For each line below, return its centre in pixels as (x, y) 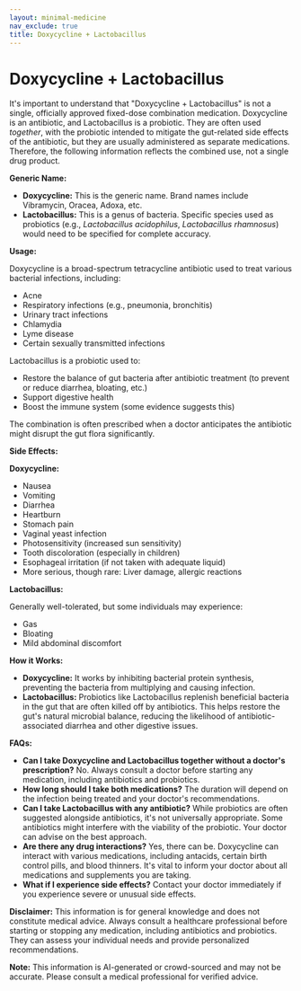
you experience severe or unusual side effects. (109, 894)
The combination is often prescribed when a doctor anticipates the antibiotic (150, 424)
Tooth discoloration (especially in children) (101, 553)
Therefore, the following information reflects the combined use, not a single (149, 151)
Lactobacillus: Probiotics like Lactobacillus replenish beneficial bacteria (155, 697)
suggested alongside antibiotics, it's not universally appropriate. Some (152, 818)
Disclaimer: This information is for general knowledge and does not (135, 912)
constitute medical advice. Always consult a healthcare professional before (148, 921)
